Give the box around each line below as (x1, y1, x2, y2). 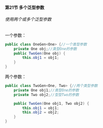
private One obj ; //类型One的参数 (13, 46, 77, 51)
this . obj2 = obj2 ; (22, 110, 59, 115)
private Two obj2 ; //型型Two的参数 (13, 92, 79, 97)
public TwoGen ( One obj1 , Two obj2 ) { (13, 101, 90, 106)
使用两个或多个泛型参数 (5, 16, 51, 22)
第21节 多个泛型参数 (5, 4, 45, 10)
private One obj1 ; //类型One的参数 (13, 87, 79, 93)
